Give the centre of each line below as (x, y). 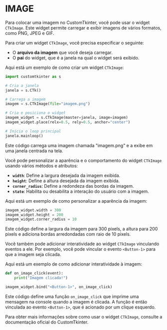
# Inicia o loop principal (33, 131)
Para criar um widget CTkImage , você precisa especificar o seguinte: (75, 42)
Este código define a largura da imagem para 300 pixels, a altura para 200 (82, 229)
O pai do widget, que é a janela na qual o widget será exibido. (76, 57)
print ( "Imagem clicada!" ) (41, 278)
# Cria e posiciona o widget (35, 113)
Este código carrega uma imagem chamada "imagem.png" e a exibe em (79, 145)
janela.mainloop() (24, 136)
